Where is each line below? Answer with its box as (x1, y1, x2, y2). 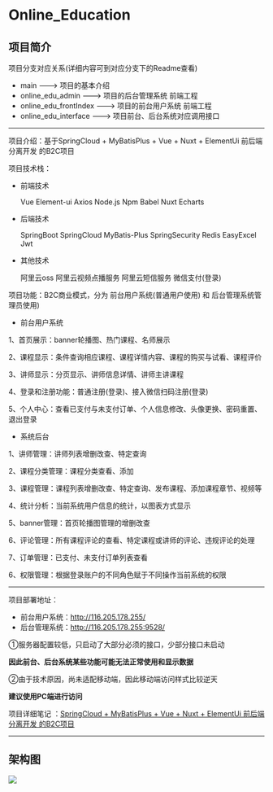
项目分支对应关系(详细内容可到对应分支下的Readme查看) (8, 63, 198, 72)
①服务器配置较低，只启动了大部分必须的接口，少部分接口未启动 (8, 640, 225, 649)
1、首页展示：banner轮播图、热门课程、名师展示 (8, 335, 171, 344)
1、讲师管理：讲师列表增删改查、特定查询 (8, 449, 147, 458)
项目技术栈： (8, 164, 51, 173)
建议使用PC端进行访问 (8, 692, 83, 701)
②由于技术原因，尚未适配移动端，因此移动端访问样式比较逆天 (8, 674, 218, 684)
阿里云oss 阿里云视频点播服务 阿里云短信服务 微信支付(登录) (19, 273, 222, 282)
